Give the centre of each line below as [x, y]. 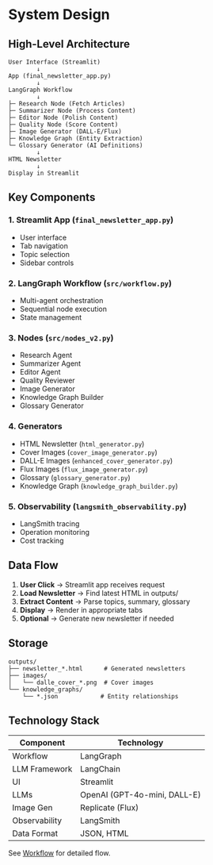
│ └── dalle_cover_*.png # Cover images [81, 682]
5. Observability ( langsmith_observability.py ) [98, 506]
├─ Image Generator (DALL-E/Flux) [65, 132]
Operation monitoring [54, 532]
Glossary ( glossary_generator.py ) [75, 477]
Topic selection [44, 254]
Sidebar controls [47, 263]
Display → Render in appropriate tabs [81, 609]
